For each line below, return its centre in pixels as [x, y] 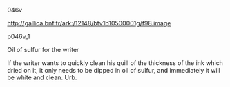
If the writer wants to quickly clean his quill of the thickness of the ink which [115, 63]
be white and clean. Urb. [42, 77]
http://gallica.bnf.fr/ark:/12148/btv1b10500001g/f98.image [89, 23]
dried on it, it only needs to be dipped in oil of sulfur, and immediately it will [114, 70]
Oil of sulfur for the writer [43, 50]
